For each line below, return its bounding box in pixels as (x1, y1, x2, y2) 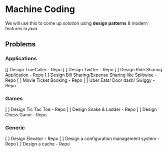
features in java (5, 25, 37, 31)
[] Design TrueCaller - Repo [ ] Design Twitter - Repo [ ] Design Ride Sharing (5, 66, 162, 72)
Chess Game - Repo (5, 111, 47, 117)
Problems (5, 40, 36, 49)
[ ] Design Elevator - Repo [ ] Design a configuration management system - (5, 135, 160, 141)
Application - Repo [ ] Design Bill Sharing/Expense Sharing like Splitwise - (5, 72, 157, 78)
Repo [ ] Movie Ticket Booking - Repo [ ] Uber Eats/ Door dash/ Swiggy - (5, 77, 155, 83)
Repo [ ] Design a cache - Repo (5, 141, 70, 147)
